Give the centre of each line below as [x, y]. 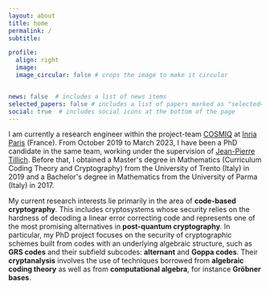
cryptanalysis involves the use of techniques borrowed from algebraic [126, 261]
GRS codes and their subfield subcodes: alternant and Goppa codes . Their [133, 252]
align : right [37, 60]
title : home [28, 23]
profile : [23, 53]
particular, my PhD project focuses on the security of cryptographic [120, 235]
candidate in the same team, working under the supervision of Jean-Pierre [132, 151]
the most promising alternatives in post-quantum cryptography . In [119, 226]
